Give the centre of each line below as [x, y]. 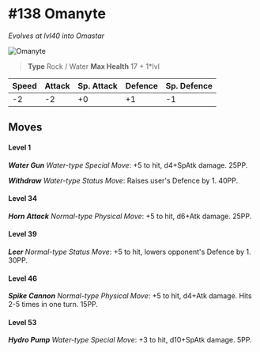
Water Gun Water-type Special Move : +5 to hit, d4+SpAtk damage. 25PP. [128, 165]
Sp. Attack [98, 85]
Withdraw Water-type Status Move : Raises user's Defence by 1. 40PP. [123, 180]
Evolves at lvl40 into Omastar [57, 36]
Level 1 [20, 147]
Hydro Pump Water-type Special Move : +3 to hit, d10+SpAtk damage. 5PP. [130, 340]
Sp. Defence [189, 85]
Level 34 [23, 199]
